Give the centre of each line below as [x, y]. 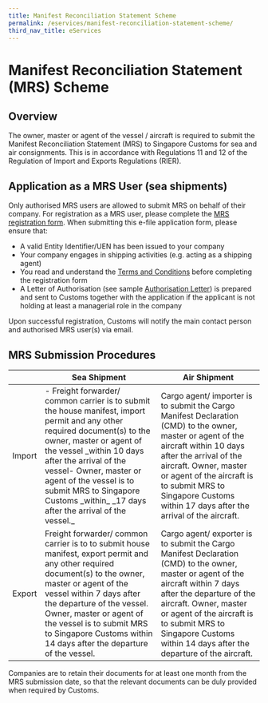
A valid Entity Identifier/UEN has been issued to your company [122, 246]
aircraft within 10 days [203, 446]
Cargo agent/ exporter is [207, 534]
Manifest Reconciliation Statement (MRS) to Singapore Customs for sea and [133, 144]
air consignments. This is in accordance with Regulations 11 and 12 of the [128, 153]
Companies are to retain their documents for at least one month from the [128, 673]
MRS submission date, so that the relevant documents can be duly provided [133, 681]
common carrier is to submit [98, 401]
